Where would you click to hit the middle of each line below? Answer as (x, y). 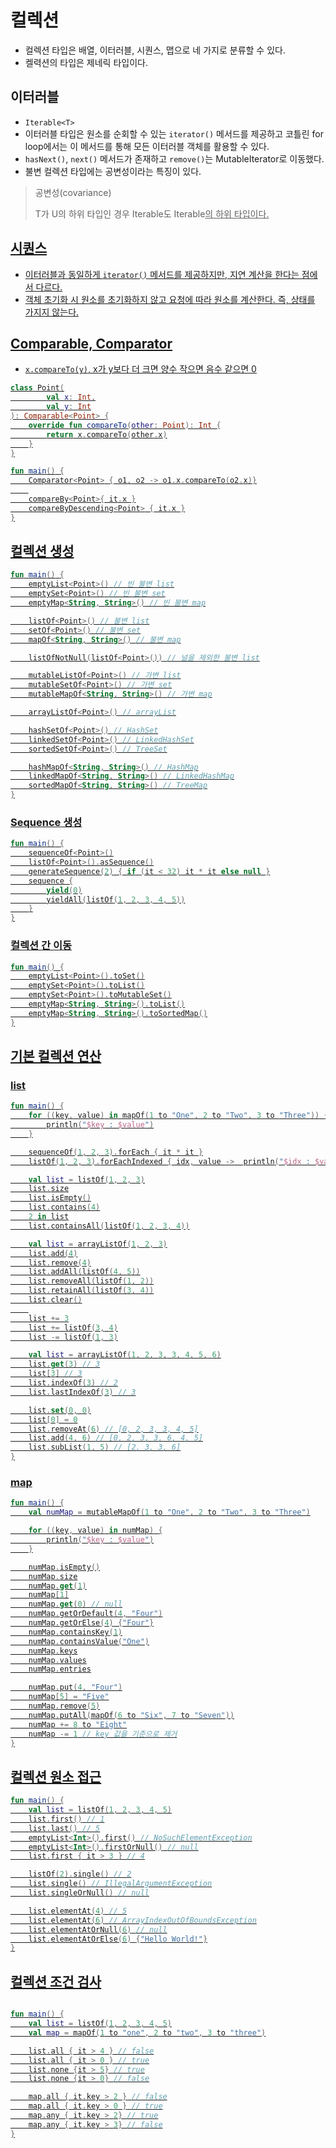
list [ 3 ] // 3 (55, 1374)
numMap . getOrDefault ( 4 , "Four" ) (95, 1614)
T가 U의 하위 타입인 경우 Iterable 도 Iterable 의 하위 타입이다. (152, 213)
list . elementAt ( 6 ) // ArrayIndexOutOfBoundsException (142, 1920)
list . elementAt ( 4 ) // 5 (78, 1911)
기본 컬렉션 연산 (56, 1056)
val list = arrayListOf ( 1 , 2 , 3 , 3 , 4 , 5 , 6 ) (125, 1355)
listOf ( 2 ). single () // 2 (80, 1874)
